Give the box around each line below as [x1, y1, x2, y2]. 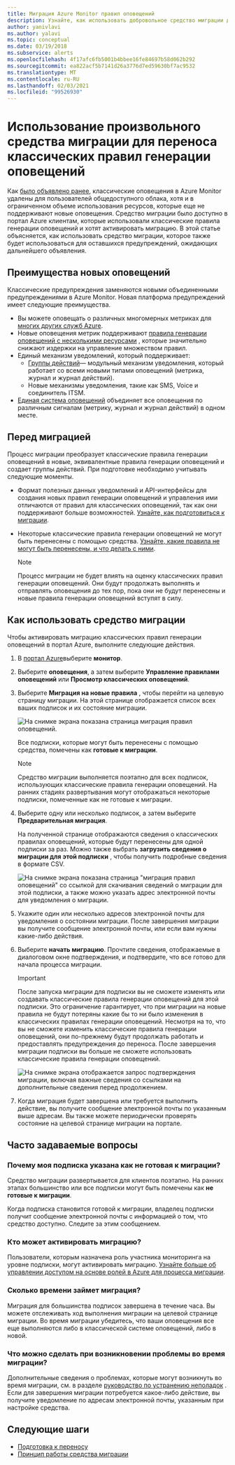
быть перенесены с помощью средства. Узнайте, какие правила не [17, 536, 220, 545]
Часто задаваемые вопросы [7, 1139, 138, 1151]
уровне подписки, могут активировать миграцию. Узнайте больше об [7, 1261, 217, 1269]
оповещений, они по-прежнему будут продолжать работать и [17, 1032, 204, 1040]
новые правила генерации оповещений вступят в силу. [17, 594, 183, 602]
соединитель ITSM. [27, 388, 86, 397]
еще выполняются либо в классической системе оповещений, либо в [7, 1324, 217, 1332]
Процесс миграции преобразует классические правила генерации [7, 450, 208, 458]
